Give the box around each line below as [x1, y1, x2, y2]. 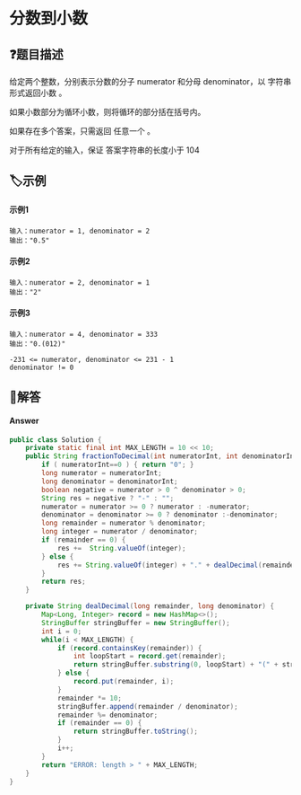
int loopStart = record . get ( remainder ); [73, 652, 227, 661]
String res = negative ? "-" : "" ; [41, 493, 175, 503]
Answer [9, 415, 39, 426]
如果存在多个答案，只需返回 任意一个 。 [9, 126, 155, 136]
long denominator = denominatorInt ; [41, 477, 178, 486]
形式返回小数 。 [9, 87, 67, 98]
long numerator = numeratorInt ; [41, 469, 163, 478]
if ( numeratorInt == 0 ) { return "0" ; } [41, 460, 194, 470]
